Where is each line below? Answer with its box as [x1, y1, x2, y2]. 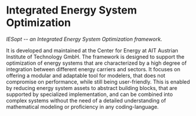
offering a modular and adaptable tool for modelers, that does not [6, 72, 165, 79]
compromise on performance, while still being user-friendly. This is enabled [6, 78, 190, 85]
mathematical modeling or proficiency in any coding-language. [6, 103, 159, 110]
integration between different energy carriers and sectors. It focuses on [6, 65, 181, 72]
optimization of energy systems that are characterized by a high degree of [6, 59, 187, 67]
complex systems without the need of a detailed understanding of [6, 97, 166, 104]
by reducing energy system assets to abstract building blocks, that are [6, 84, 178, 91]
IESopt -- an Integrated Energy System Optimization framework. [6, 35, 162, 42]
